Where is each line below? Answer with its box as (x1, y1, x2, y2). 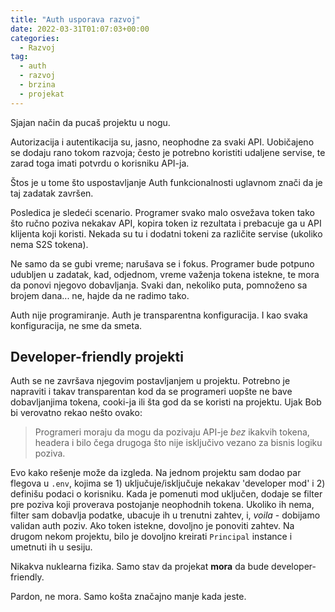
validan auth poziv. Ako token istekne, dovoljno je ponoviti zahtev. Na (10, 520, 295, 532)
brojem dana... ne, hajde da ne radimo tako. (10, 289, 190, 301)
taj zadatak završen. (10, 187, 94, 199)
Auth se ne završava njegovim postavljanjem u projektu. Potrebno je (10, 375, 291, 387)
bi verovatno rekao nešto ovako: (10, 407, 143, 419)
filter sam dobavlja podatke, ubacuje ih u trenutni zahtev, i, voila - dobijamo (10, 509, 321, 521)
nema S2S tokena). (10, 238, 89, 250)
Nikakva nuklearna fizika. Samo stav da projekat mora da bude (10, 561, 270, 573)
